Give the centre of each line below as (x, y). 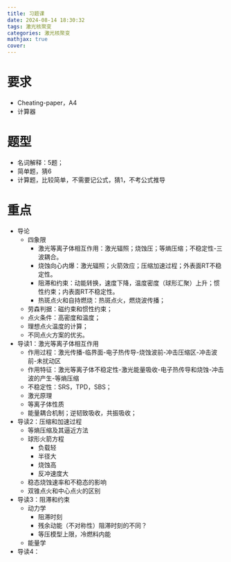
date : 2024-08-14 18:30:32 (46, 20)
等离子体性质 (46, 404)
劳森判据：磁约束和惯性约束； (70, 308)
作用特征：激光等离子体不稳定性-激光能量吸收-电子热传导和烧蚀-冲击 (126, 369)
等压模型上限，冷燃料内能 (74, 534)
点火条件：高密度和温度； (64, 317)
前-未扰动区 (44, 360)
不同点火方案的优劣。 (58, 335)
